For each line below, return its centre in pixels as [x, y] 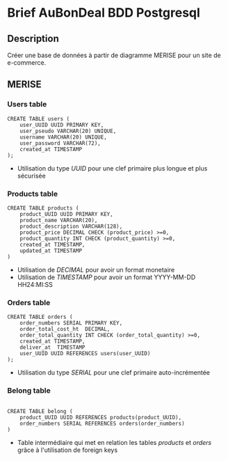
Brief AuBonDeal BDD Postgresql [104, 13]
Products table [32, 194]
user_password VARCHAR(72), [60, 143]
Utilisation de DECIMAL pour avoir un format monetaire [96, 269]
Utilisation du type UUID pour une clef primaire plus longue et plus [112, 168]
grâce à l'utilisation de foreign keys [67, 450]
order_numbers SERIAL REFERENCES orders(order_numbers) [103, 423]
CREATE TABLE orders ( [40, 317]
